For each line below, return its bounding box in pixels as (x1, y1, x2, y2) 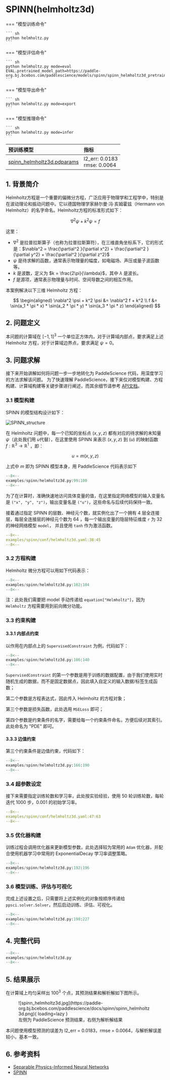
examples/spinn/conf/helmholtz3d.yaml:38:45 (6, 537, 101, 543)
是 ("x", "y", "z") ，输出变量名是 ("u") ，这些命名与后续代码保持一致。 (6, 499, 155, 505)
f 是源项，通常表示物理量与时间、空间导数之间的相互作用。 (13, 277, 136, 283)
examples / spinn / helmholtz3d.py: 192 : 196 (6, 865, 90, 871)
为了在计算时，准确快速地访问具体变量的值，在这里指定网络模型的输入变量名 (6, 492, 165, 498)
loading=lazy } (37, 1011, 68, 1017)
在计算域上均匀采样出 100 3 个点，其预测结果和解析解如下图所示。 (6, 989, 142, 996)
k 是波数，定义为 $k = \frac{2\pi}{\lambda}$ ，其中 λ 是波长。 (13, 270, 142, 277)
